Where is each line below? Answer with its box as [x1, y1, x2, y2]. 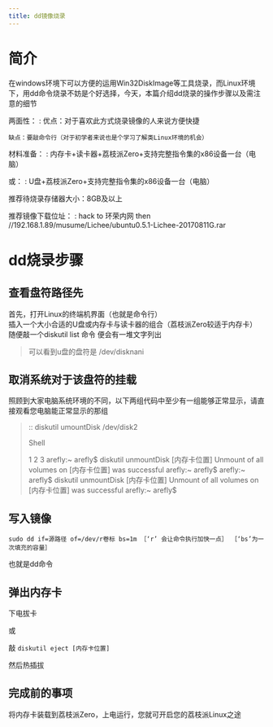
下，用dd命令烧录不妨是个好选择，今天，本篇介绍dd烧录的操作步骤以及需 [8, 88, 254, 98]
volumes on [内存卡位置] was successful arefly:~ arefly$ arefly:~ [28, 465, 246, 475]
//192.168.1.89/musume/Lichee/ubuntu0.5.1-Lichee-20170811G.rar [8, 220, 226, 230]
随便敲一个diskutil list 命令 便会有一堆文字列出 [8, 329, 162, 339]
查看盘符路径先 [8, 286, 84, 300]
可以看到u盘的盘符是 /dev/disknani [28, 347, 145, 357]
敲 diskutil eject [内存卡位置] [8, 643, 110, 652]
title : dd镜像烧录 [8, 11, 67, 20]
